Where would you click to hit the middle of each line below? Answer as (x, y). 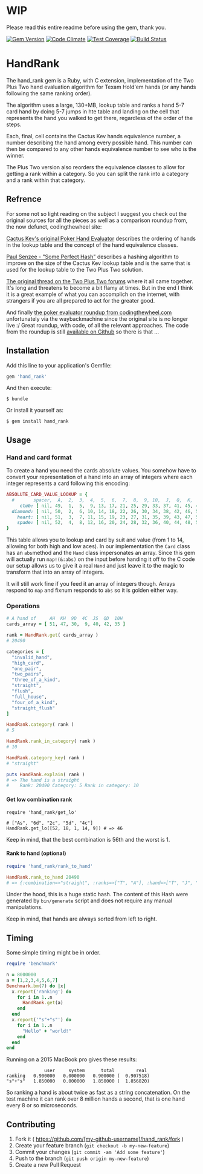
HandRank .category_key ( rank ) (46, 758)
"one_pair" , (27, 669)
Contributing (31, 1125)
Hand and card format (39, 457)
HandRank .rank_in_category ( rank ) (51, 741)
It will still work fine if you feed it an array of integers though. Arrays (91, 584)
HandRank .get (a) (43, 1003)
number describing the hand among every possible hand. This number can (99, 143)
